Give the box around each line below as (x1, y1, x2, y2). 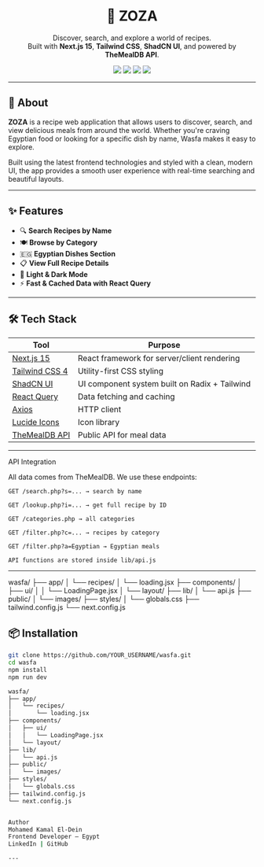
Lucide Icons (12, 417, 60, 428)
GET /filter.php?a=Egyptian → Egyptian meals (8, 543, 159, 551)
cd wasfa (8, 659, 37, 667)
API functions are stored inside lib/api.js (8, 556, 156, 565)
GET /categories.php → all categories (8, 515, 135, 523)
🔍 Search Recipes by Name (19, 226, 112, 235)
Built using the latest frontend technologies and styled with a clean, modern (8, 157, 253, 167)
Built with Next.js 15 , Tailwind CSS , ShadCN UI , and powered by (27, 41, 237, 50)
